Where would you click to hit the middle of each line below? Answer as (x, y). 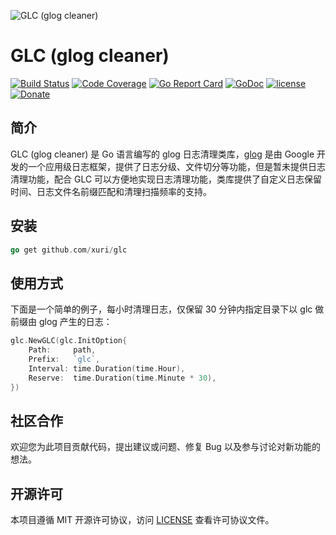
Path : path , (62, 350)
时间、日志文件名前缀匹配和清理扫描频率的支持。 (111, 191)
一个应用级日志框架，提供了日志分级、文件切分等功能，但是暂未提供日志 (176, 166)
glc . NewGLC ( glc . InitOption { (69, 341)
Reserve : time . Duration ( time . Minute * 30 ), (122, 378)
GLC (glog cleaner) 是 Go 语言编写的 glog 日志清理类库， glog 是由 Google (162, 154)
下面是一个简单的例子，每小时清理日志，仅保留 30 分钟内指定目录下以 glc (161, 309)
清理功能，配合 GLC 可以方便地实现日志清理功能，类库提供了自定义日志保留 (166, 179)
